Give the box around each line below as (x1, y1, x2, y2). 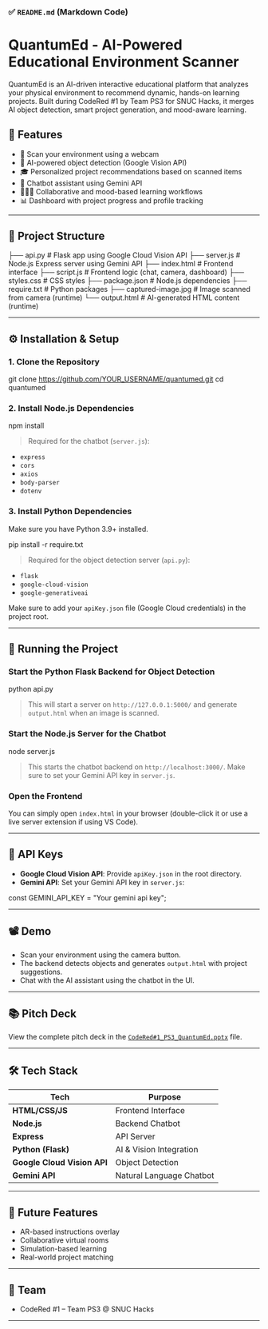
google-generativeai (19, 589, 89, 597)
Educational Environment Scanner (8, 53, 239, 71)
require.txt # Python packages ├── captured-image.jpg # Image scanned (8, 285, 251, 294)
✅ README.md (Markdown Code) (8, 6, 129, 18)
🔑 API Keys (8, 848, 64, 861)
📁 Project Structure (8, 229, 105, 243)
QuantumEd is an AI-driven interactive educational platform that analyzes (8, 79, 249, 89)
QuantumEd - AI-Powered (8, 36, 183, 54)
